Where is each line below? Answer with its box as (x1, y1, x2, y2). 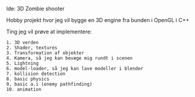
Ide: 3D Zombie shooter (6, 5, 65, 12)
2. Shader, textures (6, 45, 58, 51)
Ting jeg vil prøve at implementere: (6, 28, 92, 35)
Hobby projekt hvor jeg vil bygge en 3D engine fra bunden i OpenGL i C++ (6, 17, 190, 23)
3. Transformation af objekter (6, 50, 85, 56)
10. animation (6, 86, 42, 92)
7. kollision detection (6, 71, 66, 77)
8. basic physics (6, 76, 50, 82)
